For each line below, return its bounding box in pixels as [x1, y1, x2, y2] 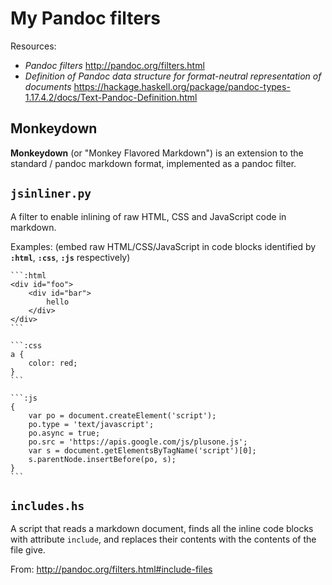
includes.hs [10, 498, 85, 513]
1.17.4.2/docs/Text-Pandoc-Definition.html [24, 91, 198, 103]
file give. [10, 544, 46, 556]
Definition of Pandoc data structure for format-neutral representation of [24, 70, 322, 82]
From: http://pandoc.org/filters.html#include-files [10, 563, 213, 576]
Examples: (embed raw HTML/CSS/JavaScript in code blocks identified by [10, 240, 317, 252]
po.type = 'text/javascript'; [28, 419, 155, 429]
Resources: [10, 40, 57, 52]
